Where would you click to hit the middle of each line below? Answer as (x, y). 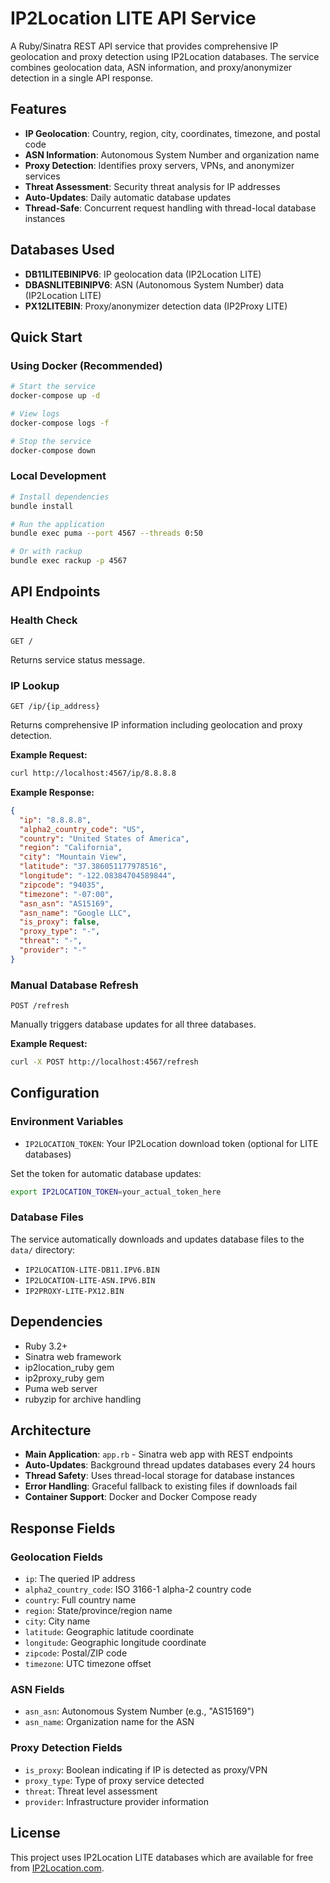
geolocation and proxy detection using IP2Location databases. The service (165, 56)
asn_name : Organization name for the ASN (109, 1722)
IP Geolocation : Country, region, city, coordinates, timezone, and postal (172, 133)
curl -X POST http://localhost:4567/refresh (104, 1062)
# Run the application (57, 524)
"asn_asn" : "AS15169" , (66, 903)
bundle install (42, 506)
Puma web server (61, 1388)
